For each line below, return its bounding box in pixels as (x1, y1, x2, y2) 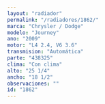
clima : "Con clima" (7, 61, 63, 68)
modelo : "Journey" (7, 29, 59, 36)
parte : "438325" (7, 55, 53, 62)
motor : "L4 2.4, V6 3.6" (7, 42, 78, 49)
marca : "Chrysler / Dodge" (7, 23, 84, 29)
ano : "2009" (7, 36, 41, 42)
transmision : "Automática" (7, 49, 84, 55)
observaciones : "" (7, 80, 59, 87)
